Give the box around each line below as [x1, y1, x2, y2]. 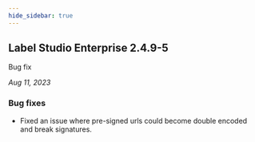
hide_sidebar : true [8, 11, 74, 20]
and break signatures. [19, 124, 92, 134]
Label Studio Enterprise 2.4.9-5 [8, 41, 169, 55]
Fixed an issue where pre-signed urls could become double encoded [19, 116, 248, 125]
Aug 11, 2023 [8, 77, 51, 88]
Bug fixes [8, 97, 46, 108]
